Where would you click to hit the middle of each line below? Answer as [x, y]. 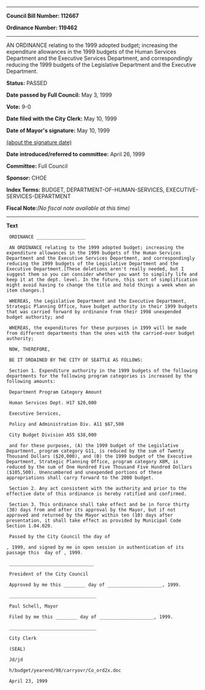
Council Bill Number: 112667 [43, 16]
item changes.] [26, 291]
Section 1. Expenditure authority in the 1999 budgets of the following [103, 371]
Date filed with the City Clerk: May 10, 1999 [62, 119]
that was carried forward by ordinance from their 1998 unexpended [94, 312]
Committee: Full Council [37, 166]
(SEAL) [17, 649]
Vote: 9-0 [19, 107]
